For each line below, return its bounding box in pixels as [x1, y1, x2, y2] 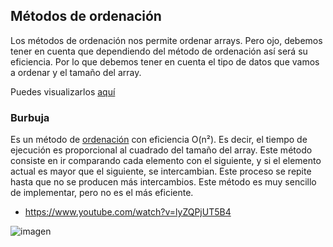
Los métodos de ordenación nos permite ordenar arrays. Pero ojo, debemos [10, 34, 323, 46]
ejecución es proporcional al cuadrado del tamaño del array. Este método [10, 144, 313, 156]
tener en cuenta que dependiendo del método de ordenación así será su [10, 45, 308, 57]
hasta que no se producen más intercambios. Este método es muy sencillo [10, 176, 317, 188]
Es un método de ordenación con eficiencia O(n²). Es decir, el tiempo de [10, 134, 308, 146]
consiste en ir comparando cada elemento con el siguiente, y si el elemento [10, 155, 322, 167]
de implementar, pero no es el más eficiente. [10, 187, 194, 199]
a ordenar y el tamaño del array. [10, 66, 142, 78]
